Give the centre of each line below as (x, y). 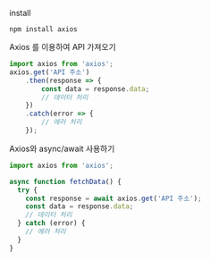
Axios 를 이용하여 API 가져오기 (63, 47)
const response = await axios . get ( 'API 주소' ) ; (114, 198)
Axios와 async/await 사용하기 (62, 148)
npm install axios (43, 29)
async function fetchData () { (66, 181)
